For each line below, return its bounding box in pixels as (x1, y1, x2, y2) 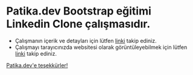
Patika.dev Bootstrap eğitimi (6, 4, 152, 18)
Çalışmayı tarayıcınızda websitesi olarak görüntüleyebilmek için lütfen (14, 44, 188, 51)
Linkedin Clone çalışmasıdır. (6, 17, 151, 31)
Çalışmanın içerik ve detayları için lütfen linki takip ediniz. (14, 37, 157, 44)
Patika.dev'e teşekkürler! (6, 62, 68, 69)
